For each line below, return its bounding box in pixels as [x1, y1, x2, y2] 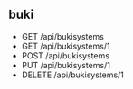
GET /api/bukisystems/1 [21, 40, 110, 51]
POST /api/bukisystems [21, 49, 110, 61]
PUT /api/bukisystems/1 [21, 59, 110, 70]
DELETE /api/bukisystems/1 [21, 69, 124, 80]
